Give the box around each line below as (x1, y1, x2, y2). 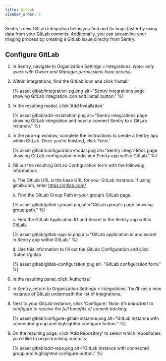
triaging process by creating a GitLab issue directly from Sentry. (5, 36, 136, 42)
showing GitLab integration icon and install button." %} (12, 93, 124, 99)
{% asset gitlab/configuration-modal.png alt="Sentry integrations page (12, 147, 158, 154)
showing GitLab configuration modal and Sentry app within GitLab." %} (12, 153, 158, 159)
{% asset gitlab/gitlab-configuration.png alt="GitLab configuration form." (12, 261, 161, 267)
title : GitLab (5, 7, 35, 12)
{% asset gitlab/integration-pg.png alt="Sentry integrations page (12, 88, 145, 94)
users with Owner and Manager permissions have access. (12, 69, 132, 75)
